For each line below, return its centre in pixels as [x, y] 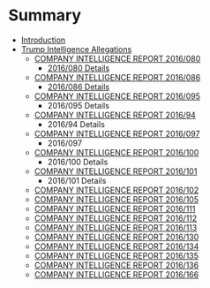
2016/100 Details [78, 162]
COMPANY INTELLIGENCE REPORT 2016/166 [116, 274]
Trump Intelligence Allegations [76, 49]
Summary [45, 15]
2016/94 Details [76, 124]
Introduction [43, 40]
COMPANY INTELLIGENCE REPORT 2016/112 [116, 218]
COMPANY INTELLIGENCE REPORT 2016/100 [116, 152]
